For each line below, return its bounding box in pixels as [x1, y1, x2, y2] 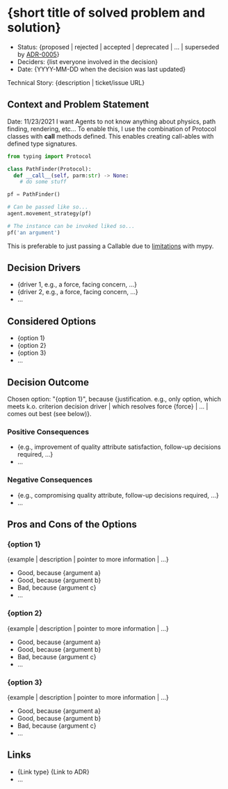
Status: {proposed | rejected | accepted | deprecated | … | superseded [17, 43, 220, 51]
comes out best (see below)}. [7, 410, 92, 418]
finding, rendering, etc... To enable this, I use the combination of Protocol [7, 124, 217, 133]
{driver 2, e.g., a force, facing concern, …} [17, 288, 139, 296]
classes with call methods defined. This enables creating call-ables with [7, 132, 214, 140]
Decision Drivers [7, 262, 81, 274]
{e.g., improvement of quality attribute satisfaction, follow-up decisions [17, 443, 221, 451]
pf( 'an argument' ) [7, 229, 60, 236]
